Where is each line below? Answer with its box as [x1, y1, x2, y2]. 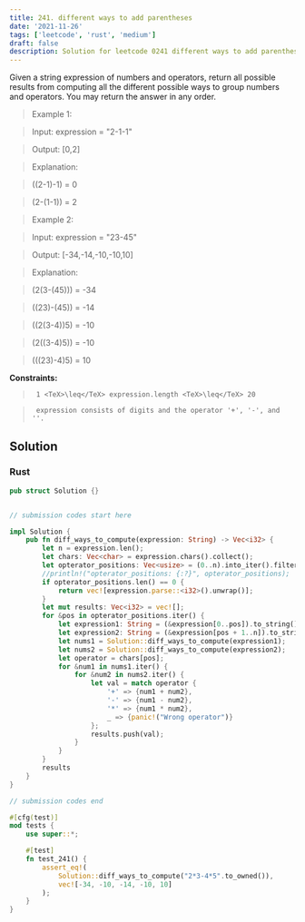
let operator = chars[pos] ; [57, 653, 165, 662]
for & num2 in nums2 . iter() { [74, 671, 184, 680]
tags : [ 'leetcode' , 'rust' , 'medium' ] [9, 30, 156, 39]
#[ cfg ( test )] [9, 813, 59, 822]
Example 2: [31, 214, 74, 225]
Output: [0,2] [31, 144, 81, 155]
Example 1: [31, 109, 73, 120]
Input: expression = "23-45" [31, 232, 138, 243]
